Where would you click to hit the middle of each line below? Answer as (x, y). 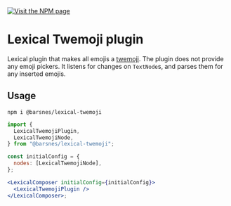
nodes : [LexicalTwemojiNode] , (58, 163)
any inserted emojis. (37, 74)
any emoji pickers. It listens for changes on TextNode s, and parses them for (115, 66)
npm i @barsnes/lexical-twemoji (54, 112)
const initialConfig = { (44, 157)
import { (20, 124)
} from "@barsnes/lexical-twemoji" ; (61, 144)
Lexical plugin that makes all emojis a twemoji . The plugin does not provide (115, 58)
